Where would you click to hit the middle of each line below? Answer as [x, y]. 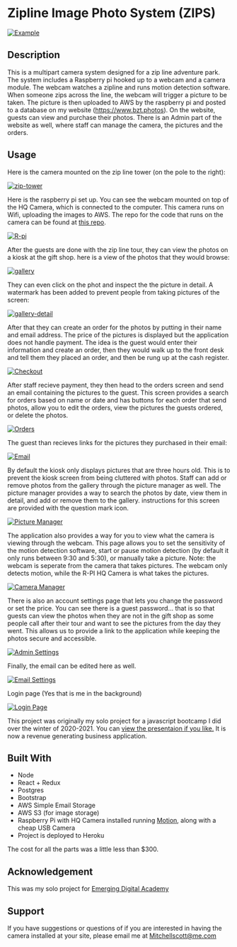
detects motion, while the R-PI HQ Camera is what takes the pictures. [108, 573]
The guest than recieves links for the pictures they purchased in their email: [117, 442]
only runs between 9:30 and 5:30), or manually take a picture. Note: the [112, 558]
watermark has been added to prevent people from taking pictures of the [114, 292]
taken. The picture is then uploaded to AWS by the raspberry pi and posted [117, 102]
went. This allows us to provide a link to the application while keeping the [114, 630]
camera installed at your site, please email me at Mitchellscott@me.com [112, 936]
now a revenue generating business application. [77, 735]
